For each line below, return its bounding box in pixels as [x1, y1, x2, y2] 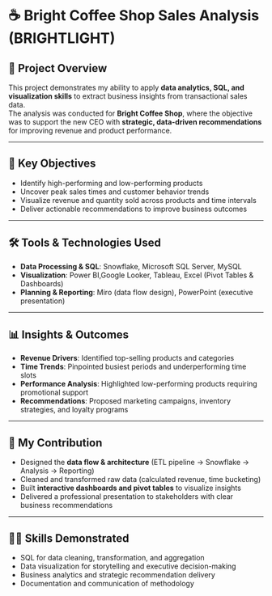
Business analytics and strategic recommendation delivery [19, 570, 216, 580]
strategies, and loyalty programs [19, 405, 129, 415]
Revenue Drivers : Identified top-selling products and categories [19, 353, 235, 363]
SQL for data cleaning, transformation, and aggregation [19, 553, 205, 563]
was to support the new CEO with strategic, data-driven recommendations [8, 117, 262, 126]
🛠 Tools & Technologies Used [8, 236, 162, 250]
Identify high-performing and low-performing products [19, 178, 203, 188]
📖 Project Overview [8, 61, 108, 75]
